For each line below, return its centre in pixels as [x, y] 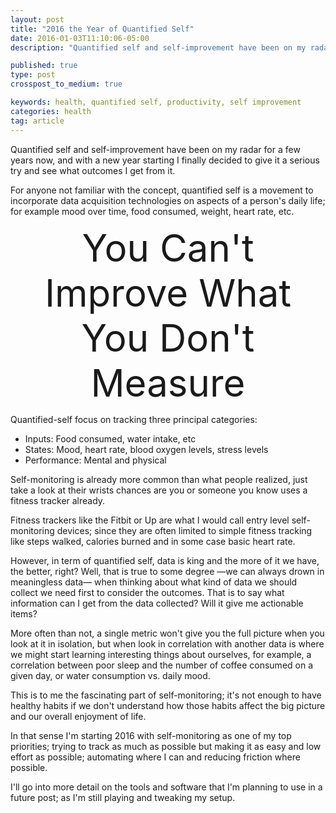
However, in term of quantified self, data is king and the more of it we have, [165, 560]
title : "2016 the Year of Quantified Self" [102, 29]
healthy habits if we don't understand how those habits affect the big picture [168, 705]
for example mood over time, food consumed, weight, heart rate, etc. [152, 211]
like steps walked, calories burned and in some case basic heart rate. [153, 541]
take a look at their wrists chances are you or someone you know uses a [159, 490]
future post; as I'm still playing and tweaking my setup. [123, 797]
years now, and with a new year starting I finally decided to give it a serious [165, 160]
